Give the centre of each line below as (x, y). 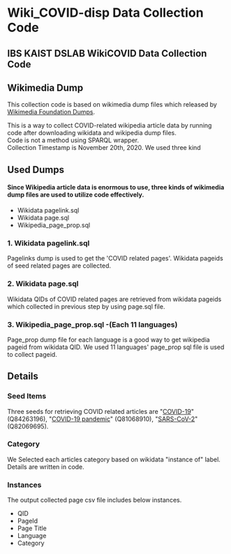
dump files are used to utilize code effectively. (76, 195)
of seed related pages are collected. (59, 266)
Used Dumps (36, 170)
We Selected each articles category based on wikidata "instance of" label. (114, 459)
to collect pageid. (32, 354)
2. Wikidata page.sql (43, 284)
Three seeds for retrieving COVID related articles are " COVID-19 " (100, 411)
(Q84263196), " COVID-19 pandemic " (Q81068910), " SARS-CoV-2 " (103, 419)
